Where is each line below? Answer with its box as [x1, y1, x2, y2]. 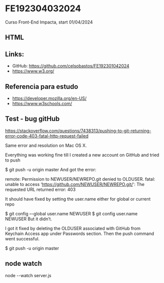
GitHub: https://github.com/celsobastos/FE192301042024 [12, 63, 130, 69]
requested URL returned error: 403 [5, 187, 76, 192]
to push [5, 157, 21, 163]
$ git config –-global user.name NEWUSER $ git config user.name [5, 211, 138, 216]
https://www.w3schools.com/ [12, 100, 72, 106]
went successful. [5, 236, 40, 241]
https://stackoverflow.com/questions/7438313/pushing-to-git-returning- [5, 128, 151, 134]
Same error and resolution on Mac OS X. [5, 142, 87, 148]
